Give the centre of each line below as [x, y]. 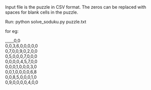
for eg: [12, 31]
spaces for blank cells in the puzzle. [42, 12]
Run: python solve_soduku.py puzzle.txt [46, 22]
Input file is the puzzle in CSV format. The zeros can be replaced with [76, 7]
